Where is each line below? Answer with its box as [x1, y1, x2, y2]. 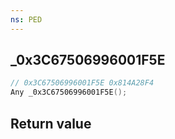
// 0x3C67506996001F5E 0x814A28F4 [10, 78, 155, 88]
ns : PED [10, 14, 43, 25]
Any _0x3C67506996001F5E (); [10, 87, 128, 98]
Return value [10, 115, 92, 132]
